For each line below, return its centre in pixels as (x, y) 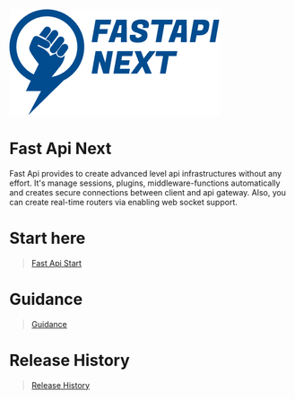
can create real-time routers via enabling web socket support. (123, 202)
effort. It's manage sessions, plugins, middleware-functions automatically (145, 183)
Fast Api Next (61, 149)
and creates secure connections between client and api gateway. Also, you (148, 192)
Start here (48, 239)
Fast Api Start (56, 263)
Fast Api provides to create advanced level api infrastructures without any (146, 173)
